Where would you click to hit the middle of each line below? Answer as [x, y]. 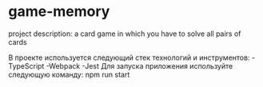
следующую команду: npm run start [69, 74]
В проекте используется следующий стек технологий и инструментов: [129, 57]
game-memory [59, 12]
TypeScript [26, 65]
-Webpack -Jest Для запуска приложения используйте [139, 65]
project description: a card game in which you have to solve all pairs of [125, 34]
